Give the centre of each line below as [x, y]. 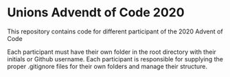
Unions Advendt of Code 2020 [96, 13]
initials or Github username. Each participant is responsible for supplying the [115, 59]
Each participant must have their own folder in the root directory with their [112, 52]
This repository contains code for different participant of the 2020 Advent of [115, 31]
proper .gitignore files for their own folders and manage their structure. [107, 66]
